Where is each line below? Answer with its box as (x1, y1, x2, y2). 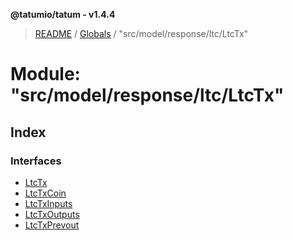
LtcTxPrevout (24, 219, 80, 231)
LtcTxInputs (24, 197, 73, 209)
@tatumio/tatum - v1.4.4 (10, 9, 116, 20)
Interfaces (10, 154, 62, 168)
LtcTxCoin (24, 187, 67, 199)
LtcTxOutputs (24, 208, 80, 220)
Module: (10, 63, 81, 86)
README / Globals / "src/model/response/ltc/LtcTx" (34, 28, 249, 39)
